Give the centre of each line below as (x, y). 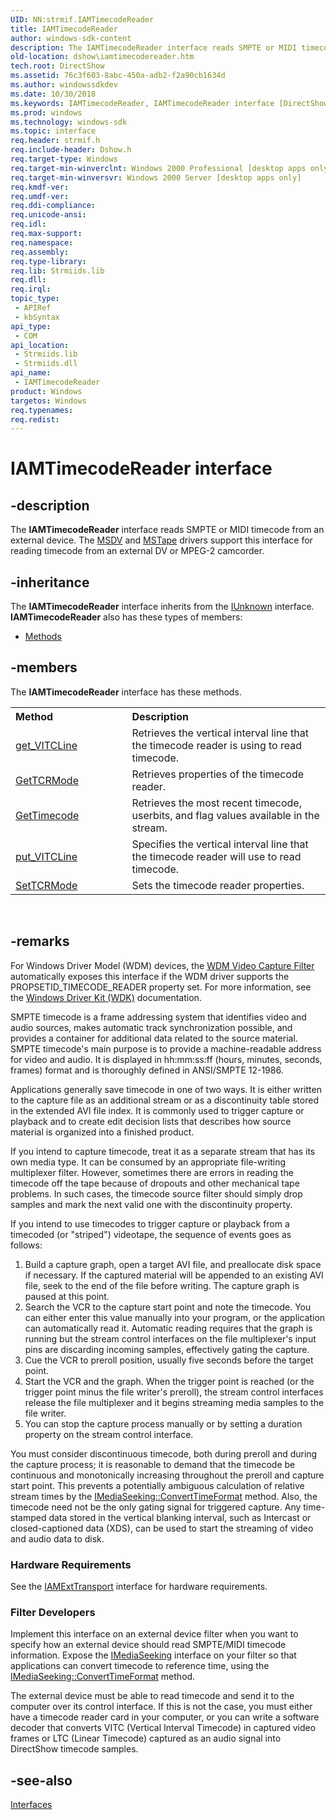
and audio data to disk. (57, 1538)
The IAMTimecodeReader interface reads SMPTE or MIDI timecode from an (167, 530)
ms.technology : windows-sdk (69, 122)
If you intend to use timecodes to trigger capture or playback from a (150, 1223)
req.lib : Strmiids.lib (57, 271)
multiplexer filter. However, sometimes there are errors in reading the (152, 1172)
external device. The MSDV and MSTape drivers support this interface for (161, 540)
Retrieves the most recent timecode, (216, 803)
